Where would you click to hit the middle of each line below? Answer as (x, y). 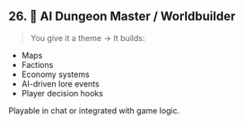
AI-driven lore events (60, 83)
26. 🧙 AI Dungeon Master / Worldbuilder (122, 17)
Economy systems (56, 74)
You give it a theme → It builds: (87, 37)
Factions (37, 64)
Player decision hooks (62, 93)
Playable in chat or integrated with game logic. (94, 110)
